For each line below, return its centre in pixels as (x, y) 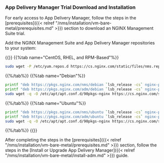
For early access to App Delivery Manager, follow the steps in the (71, 18)
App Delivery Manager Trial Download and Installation (70, 7)
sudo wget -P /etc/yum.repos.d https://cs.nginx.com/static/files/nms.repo (84, 67)
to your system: (21, 48)
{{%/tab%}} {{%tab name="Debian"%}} (45, 76)
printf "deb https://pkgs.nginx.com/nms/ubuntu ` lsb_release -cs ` (74, 112)
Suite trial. (15, 34)
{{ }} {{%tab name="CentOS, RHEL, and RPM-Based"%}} (62, 58)
